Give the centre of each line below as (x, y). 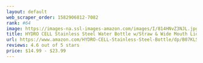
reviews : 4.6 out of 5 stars (43, 46)
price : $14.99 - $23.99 (36, 51)
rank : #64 (19, 23)
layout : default (27, 12)
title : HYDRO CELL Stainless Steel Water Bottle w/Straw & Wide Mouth (97, 34)
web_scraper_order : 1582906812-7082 (52, 17)
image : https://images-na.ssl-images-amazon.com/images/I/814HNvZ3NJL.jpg (102, 28)
